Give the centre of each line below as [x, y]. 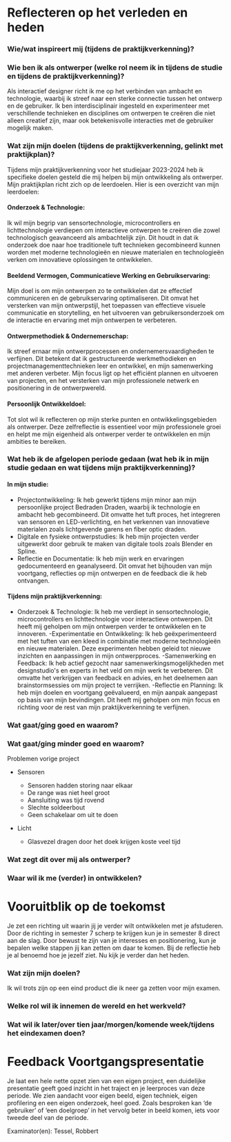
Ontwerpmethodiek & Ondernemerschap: [68, 336]
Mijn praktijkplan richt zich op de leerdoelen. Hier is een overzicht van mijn [113, 184]
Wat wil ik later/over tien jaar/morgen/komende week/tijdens [111, 1024]
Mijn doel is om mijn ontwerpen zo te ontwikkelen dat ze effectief [100, 291]
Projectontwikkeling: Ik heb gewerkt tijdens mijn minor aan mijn [107, 500]
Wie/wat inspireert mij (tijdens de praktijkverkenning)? [101, 49]
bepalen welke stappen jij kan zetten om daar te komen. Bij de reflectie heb [114, 948]
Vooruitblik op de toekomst [86, 907]
